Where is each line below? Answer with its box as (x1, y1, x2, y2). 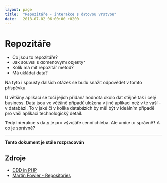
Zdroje (5, 154, 26, 162)
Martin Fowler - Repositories (12, 172, 71, 179)
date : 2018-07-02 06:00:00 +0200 (5, 16, 79, 21)
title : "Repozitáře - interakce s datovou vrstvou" (5, 12, 117, 17)
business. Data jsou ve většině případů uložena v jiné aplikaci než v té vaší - (5, 100, 161, 106)
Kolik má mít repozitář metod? (12, 65, 74, 71)
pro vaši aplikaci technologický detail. (5, 110, 83, 117)
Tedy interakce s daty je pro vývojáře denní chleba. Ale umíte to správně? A (5, 120, 160, 126)
